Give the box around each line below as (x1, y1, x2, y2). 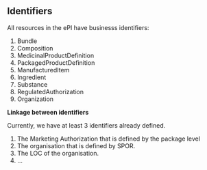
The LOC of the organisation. (16, 149, 99, 157)
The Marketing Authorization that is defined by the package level (16, 134, 201, 143)
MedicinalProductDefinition (16, 51, 95, 59)
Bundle (16, 37, 38, 45)
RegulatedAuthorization (16, 87, 84, 96)
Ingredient (16, 73, 47, 81)
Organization (16, 95, 53, 103)
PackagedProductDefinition (16, 58, 95, 67)
